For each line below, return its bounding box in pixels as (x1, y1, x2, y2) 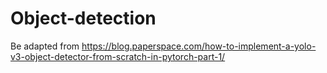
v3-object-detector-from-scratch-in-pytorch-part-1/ (10, 50, 226, 62)
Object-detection (10, 7, 157, 30)
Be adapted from (10, 40, 80, 52)
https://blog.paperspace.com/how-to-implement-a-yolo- (81, 40, 317, 52)
